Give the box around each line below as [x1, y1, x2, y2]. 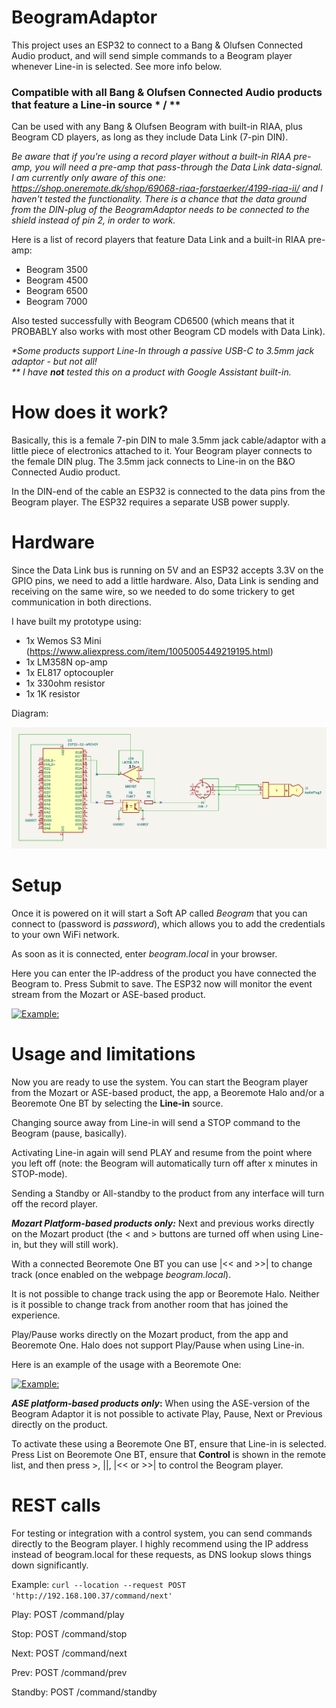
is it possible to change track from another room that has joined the [11, 1298, 289, 1310]
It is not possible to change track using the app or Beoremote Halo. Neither [11, 1287, 320, 1300]
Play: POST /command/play [11, 1608, 125, 1620]
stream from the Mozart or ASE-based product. [11, 988, 206, 1000]
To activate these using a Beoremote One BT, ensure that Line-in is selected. [11, 1437, 327, 1450]
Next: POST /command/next [11, 1647, 128, 1659]
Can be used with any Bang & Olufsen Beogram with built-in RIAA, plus [11, 121, 303, 133]
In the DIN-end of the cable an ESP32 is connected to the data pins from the [11, 486, 326, 498]
